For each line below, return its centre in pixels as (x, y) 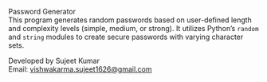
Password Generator (42, 12)
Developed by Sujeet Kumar (54, 61)
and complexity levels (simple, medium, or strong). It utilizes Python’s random (133, 28)
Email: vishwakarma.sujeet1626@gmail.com (80, 69)
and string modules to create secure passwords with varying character (126, 37)
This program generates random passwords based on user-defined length (130, 20)
